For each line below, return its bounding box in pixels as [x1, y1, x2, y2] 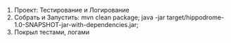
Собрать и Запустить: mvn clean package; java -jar [13, 13, 166, 21]
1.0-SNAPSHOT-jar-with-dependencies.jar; [13, 21, 139, 28]
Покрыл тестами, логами [13, 28, 90, 36]
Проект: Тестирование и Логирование [13, 6, 130, 14]
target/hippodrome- [166, 13, 225, 21]
